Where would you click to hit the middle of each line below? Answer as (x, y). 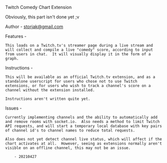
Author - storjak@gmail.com (34, 26)
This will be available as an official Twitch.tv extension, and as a (80, 77)
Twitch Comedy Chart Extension (38, 7)
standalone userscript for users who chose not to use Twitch (71, 81)
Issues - (13, 108)
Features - (16, 36)
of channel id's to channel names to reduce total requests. (70, 130)
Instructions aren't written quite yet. (48, 99)
